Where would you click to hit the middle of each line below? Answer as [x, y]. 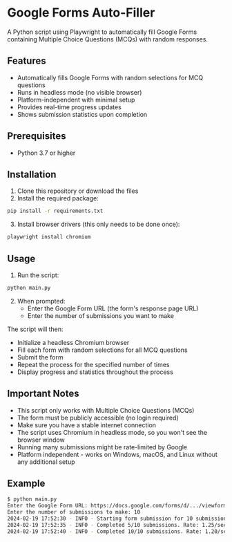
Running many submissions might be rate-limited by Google [102, 447]
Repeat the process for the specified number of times [93, 364]
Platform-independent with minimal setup [76, 100]
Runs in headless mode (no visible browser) [79, 92]
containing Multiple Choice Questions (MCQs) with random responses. [108, 39]
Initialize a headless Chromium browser [73, 342]
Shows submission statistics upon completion [82, 114]
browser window [41, 440]
